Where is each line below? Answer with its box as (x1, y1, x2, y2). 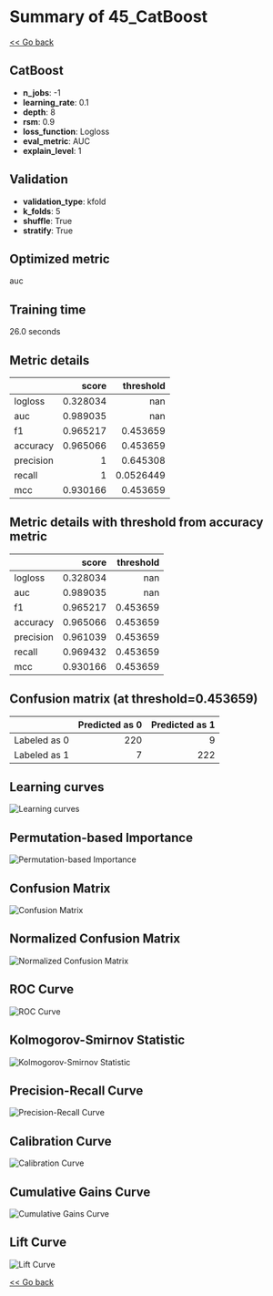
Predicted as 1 (150, 718, 216, 731)
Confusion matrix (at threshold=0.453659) (9, 691, 258, 707)
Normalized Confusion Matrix (9, 931, 180, 947)
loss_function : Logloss (22, 126, 110, 137)
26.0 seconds (9, 326, 61, 337)
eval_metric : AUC (22, 135, 91, 147)
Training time (9, 302, 86, 317)
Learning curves (9, 779, 105, 795)
